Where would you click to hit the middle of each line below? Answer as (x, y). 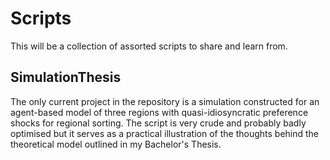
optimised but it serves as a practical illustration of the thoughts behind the (165, 133)
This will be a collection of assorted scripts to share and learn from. (149, 46)
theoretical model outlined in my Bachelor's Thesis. (116, 144)
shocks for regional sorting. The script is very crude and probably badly (158, 123)
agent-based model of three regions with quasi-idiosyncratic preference (159, 112)
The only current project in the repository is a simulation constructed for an (165, 101)
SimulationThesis (66, 77)
